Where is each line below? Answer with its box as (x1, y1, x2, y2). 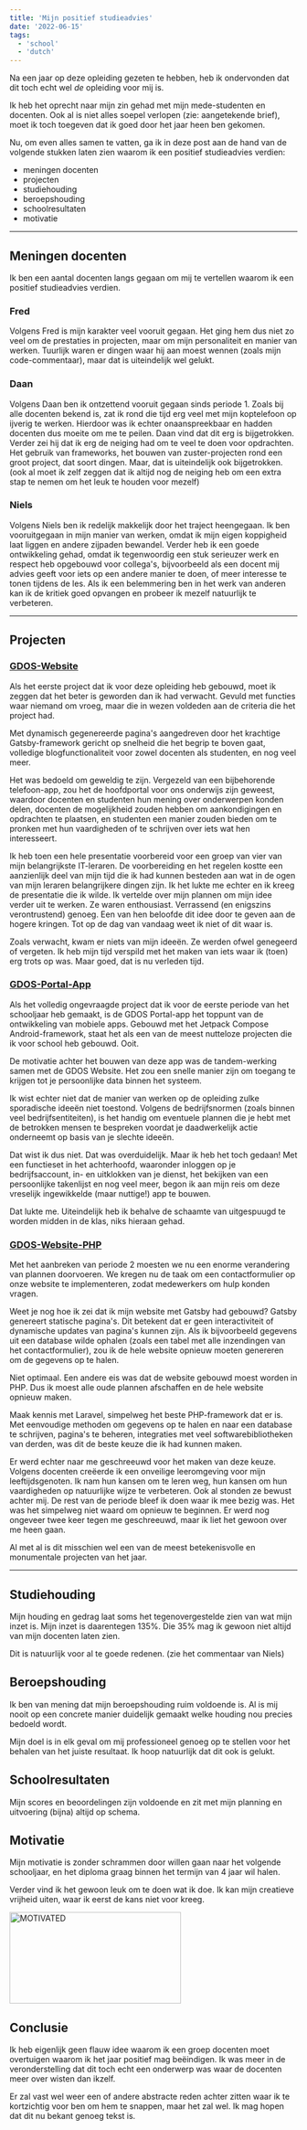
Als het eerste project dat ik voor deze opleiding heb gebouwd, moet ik (9, 680, 277, 691)
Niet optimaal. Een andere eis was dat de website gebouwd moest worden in (9, 1372, 298, 1383)
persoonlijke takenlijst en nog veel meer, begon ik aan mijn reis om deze (9, 1178, 281, 1189)
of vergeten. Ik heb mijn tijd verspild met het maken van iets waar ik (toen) (9, 945, 289, 956)
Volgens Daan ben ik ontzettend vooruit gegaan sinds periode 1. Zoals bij (9, 399, 284, 410)
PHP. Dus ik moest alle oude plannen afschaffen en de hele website (9, 1382, 264, 1393)
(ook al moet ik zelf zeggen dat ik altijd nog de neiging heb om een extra (9, 466, 281, 477)
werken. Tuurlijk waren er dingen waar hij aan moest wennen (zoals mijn (9, 345, 281, 357)
